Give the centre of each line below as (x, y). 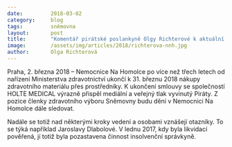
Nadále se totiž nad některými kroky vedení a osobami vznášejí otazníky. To (115, 121)
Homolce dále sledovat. (41, 108)
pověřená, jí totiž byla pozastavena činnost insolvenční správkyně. (101, 136)
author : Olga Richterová (52, 52)
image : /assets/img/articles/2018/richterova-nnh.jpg (97, 46)
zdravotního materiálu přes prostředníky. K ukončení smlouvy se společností (116, 86)
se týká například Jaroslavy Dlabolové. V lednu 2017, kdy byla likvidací (107, 129)
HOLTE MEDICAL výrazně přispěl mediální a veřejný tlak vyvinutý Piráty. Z (113, 93)
